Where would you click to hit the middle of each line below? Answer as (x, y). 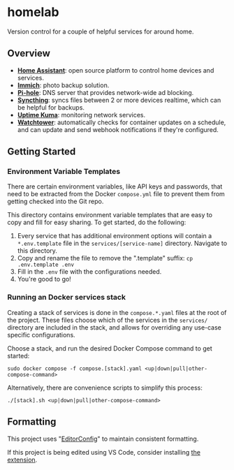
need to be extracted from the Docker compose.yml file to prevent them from (116, 194)
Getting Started (42, 152)
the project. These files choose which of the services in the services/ (108, 320)
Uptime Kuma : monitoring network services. (81, 115)
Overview (29, 53)
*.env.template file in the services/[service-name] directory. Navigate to (122, 243)
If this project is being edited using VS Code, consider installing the (104, 452)
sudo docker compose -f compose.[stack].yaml (74, 368)
